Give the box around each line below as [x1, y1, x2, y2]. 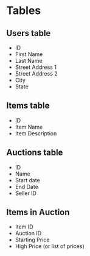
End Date [15, 183, 38, 190]
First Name [15, 51, 43, 58]
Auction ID [15, 230, 42, 237]
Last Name [15, 57, 43, 64]
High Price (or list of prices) [15, 243, 85, 250]
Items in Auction [6, 207, 70, 218]
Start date [15, 176, 41, 183]
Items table [6, 101, 50, 111]
